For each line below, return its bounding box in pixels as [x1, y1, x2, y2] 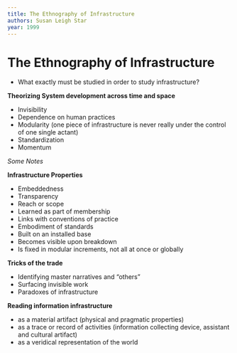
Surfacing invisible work [17, 280, 89, 289]
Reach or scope [17, 200, 65, 209]
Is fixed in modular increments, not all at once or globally [17, 245, 184, 253]
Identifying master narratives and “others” [17, 273, 140, 281]
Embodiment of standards [17, 222, 94, 231]
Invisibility [17, 105, 48, 114]
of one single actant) [17, 128, 79, 137]
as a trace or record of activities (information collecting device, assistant [17, 323, 230, 332]
